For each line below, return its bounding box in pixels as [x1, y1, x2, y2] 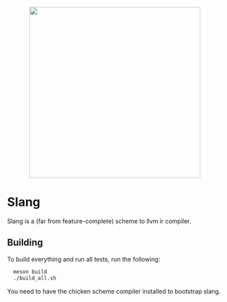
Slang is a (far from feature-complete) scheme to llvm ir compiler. [7, 216, 191, 225]
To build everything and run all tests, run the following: [7, 255, 161, 263]
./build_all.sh [13, 275, 57, 281]
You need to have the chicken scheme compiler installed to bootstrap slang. [7, 287, 221, 295]
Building [7, 237, 43, 249]
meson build [13, 268, 48, 275]
